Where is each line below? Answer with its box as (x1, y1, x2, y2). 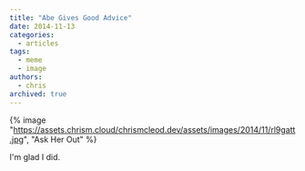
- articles (17, 38, 59, 48)
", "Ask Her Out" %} (23, 134, 97, 145)
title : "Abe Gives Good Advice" (9, 13, 132, 23)
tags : (9, 47, 30, 56)
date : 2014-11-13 (9, 22, 76, 31)
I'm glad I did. (9, 151, 61, 162)
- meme (17, 55, 43, 65)
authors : (9, 73, 43, 82)
